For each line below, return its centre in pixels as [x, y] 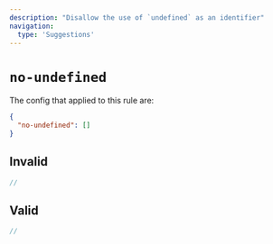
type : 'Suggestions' [56, 34]
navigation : [32, 26]
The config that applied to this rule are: [82, 101]
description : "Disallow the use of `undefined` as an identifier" [137, 18]
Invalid [28, 162]
